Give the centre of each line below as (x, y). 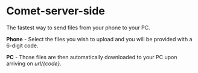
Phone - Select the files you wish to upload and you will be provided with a (99, 39)
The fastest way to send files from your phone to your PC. (78, 28)
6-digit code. (22, 45)
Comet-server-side (56, 11)
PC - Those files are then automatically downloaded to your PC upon (92, 57)
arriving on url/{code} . (34, 63)
